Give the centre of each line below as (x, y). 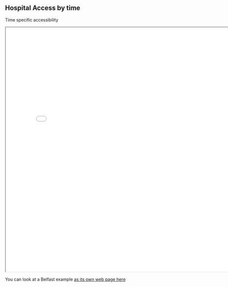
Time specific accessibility (32, 20)
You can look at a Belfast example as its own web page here (65, 279)
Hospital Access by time (43, 8)
